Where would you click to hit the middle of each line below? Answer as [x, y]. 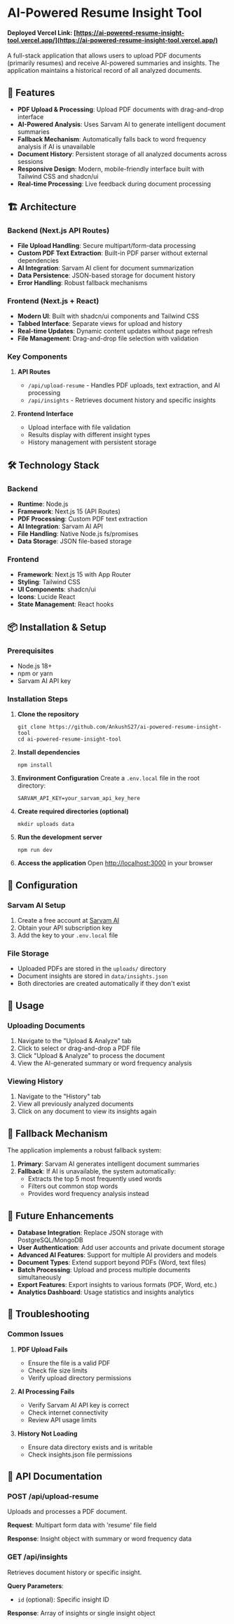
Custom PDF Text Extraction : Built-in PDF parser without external [112, 253]
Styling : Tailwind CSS [49, 582]
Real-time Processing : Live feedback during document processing [114, 184]
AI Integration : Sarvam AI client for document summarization [105, 268]
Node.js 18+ [35, 666]
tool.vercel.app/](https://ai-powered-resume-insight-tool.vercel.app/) [113, 40]
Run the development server [60, 837]
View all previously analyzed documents [76, 1104]
